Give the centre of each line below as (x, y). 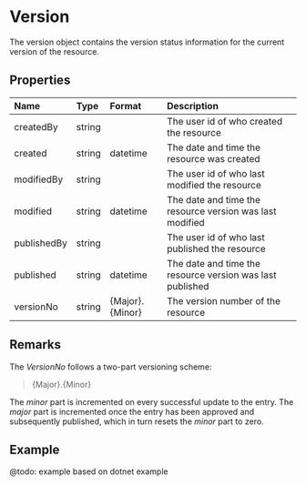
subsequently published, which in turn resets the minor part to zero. (137, 421)
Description (193, 106)
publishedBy (41, 243)
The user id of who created (225, 121)
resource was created (214, 158)
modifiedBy (39, 179)
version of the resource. (55, 51)
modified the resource (214, 185)
